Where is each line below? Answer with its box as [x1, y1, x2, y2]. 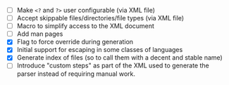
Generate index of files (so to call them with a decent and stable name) [16, 53, 223, 62]
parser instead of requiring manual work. [16, 70, 135, 78]
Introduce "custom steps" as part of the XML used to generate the [16, 61, 209, 70]
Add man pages [16, 30, 63, 38]
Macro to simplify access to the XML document [16, 22, 154, 30]
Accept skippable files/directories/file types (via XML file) [16, 14, 185, 22]
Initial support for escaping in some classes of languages [16, 46, 183, 54]
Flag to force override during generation [16, 38, 134, 46]
